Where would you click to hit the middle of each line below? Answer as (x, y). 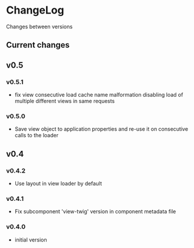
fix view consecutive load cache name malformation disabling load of (99, 95)
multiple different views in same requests (65, 101)
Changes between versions (39, 27)
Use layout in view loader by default (58, 183)
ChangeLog (35, 10)
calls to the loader (37, 135)
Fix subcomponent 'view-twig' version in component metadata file (95, 211)
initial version (31, 240)
